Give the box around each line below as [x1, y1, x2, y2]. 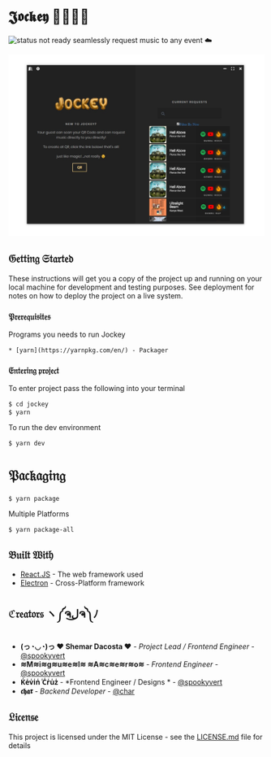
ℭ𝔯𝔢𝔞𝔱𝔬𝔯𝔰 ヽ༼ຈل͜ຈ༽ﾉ [8, 607, 99, 621]
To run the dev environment [8, 423, 101, 433]
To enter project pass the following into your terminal [8, 384, 185, 394]
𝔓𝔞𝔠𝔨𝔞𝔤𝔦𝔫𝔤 [8, 467, 67, 485]
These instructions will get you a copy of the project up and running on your [8, 273, 262, 283]
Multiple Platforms [8, 509, 70, 519]
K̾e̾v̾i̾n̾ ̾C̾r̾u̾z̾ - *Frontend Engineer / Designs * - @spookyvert [19, 677, 223, 686]
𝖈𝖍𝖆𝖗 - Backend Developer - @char [19, 686, 135, 696]
